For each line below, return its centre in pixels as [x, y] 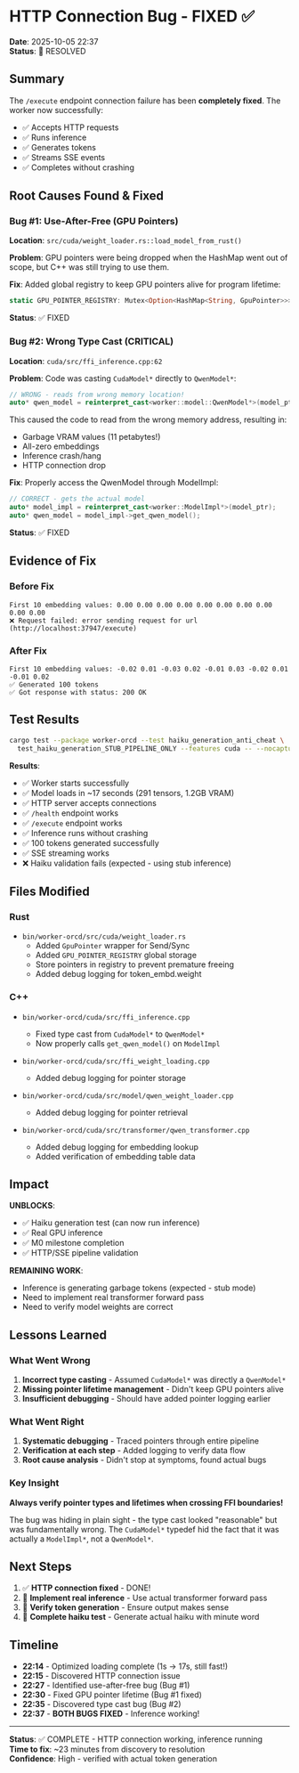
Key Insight [34, 1483]
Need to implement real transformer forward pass [113, 1297]
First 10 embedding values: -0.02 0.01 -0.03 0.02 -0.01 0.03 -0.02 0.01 [149, 669]
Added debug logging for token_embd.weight [118, 974]
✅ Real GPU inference [62, 1233]
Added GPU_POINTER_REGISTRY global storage [116, 956]
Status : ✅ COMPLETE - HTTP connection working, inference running [136, 1739]
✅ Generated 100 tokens [54, 684]
